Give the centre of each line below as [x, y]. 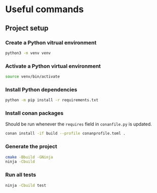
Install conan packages [34, 113]
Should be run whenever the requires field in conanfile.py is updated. [78, 124]
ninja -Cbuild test [26, 185]
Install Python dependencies [41, 89]
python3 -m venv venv [28, 53]
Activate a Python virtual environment [53, 66]
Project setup [27, 28]
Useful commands [45, 9]
